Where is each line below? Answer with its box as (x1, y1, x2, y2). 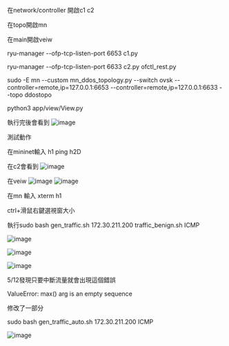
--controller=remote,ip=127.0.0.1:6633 (110, 84, 219, 91)
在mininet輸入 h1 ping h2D (7, 148, 81, 155)
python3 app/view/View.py (7, 104, 83, 112)
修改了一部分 (7, 304, 43, 312)
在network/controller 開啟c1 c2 (7, 6, 94, 14)
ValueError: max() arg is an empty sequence (7, 289, 133, 298)
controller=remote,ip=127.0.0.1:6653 (7, 84, 109, 91)
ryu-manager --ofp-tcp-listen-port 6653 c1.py (7, 49, 138, 57)
